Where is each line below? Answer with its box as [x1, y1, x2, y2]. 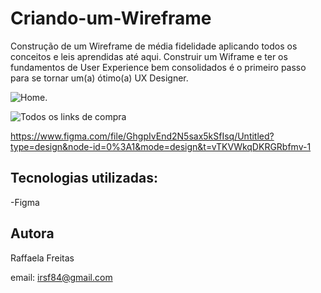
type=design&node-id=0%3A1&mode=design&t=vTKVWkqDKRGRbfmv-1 [10, 140, 312, 152]
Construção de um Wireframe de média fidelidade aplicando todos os [10, 40, 298, 52]
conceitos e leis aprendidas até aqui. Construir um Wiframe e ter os [10, 50, 288, 62]
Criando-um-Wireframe [10, 7, 212, 30]
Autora [10, 225, 55, 242]
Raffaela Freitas [10, 252, 75, 264]
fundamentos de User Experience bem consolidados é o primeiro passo [10, 61, 307, 73]
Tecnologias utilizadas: [10, 170, 158, 187]
